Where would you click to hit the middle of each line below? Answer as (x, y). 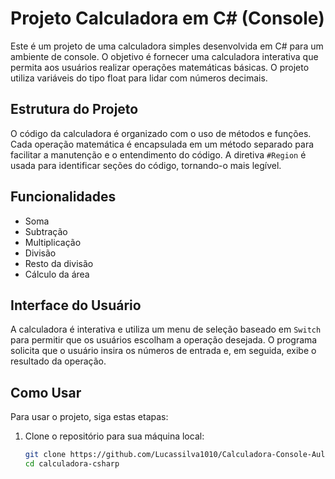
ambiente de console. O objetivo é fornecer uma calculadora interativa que (164, 56)
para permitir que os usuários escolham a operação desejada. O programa (164, 340)
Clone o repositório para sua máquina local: (114, 436)
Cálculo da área (57, 274)
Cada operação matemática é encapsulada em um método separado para (162, 144)
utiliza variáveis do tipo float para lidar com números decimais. (139, 78)
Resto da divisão (59, 263)
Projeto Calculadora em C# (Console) (167, 18)
